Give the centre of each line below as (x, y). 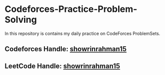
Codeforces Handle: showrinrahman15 (66, 49)
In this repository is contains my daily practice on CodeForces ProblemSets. (82, 33)
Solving (21, 20)
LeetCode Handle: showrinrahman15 (63, 66)
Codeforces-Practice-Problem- (71, 9)
